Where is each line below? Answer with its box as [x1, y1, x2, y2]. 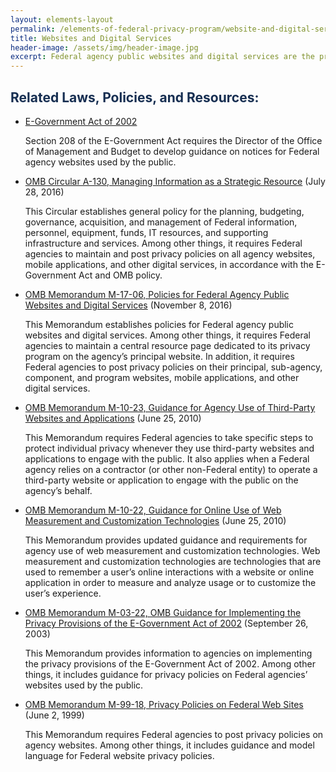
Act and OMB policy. [78, 269, 163, 281]
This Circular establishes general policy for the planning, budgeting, [24, 205, 305, 217]
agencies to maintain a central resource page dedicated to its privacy [24, 339, 311, 351]
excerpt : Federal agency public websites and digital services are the [10, 52, 315, 62]
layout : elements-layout [10, 14, 114, 25]
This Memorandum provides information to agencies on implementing [24, 647, 313, 659]
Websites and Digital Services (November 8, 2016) [24, 299, 233, 311]
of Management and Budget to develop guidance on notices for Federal [24, 145, 320, 157]
